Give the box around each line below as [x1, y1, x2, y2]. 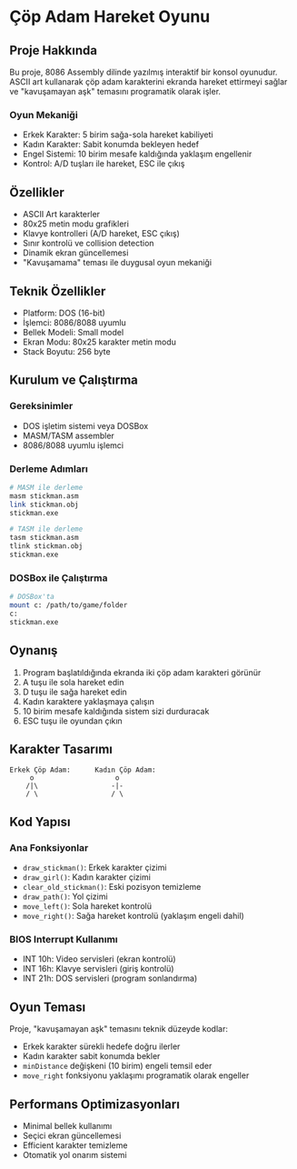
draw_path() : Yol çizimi [22, 891, 108, 902]
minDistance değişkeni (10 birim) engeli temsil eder [22, 1061, 213, 1072]
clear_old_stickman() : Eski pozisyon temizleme [22, 882, 202, 893]
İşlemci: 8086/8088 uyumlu [22, 316, 127, 328]
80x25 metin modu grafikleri [22, 218, 130, 229]
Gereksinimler [9, 400, 74, 413]
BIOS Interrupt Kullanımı [9, 933, 118, 945]
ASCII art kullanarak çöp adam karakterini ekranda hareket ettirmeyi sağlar [9, 76, 288, 87]
